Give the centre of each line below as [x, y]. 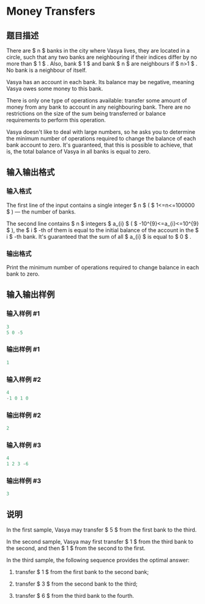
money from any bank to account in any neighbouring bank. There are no [99, 107]
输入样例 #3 [24, 445]
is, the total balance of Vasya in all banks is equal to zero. [79, 151]
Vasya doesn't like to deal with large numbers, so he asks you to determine [101, 132]
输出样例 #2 [24, 415]
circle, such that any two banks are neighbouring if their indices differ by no [102, 57]
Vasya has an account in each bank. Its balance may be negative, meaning [100, 82]
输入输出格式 [31, 172]
